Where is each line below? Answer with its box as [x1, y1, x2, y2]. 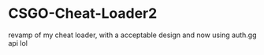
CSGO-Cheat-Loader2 [8, 5, 158, 22]
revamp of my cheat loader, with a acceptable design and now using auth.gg [8, 30, 257, 40]
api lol [8, 38, 28, 47]
